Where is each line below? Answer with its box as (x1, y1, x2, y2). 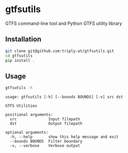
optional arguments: (5, 130, 49, 135)
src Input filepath (10, 117, 80, 122)
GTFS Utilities (5, 103, 37, 108)
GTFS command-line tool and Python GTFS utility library (5, 20, 122, 26)
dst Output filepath (10, 121, 82, 126)
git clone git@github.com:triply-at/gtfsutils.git (5, 48, 114, 54)
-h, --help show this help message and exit (10, 134, 119, 140)
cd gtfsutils (5, 53, 33, 58)
